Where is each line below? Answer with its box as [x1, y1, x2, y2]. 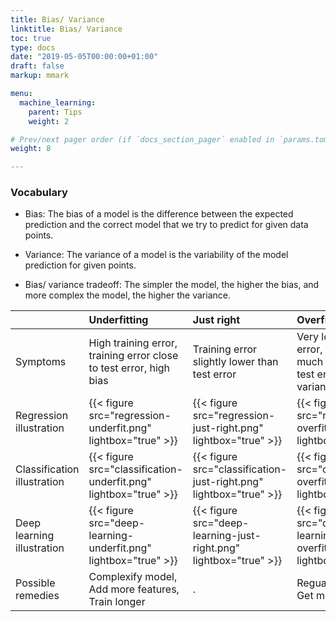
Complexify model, [88, 570, 178, 584]
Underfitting [88, 313, 149, 327]
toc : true [10, 33, 52, 43]
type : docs [10, 42, 56, 53]
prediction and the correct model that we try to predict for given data [24, 219, 309, 231]
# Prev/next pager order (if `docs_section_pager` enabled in [10, 134, 275, 145]
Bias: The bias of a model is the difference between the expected [24, 208, 294, 220]
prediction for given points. [24, 259, 137, 271]
